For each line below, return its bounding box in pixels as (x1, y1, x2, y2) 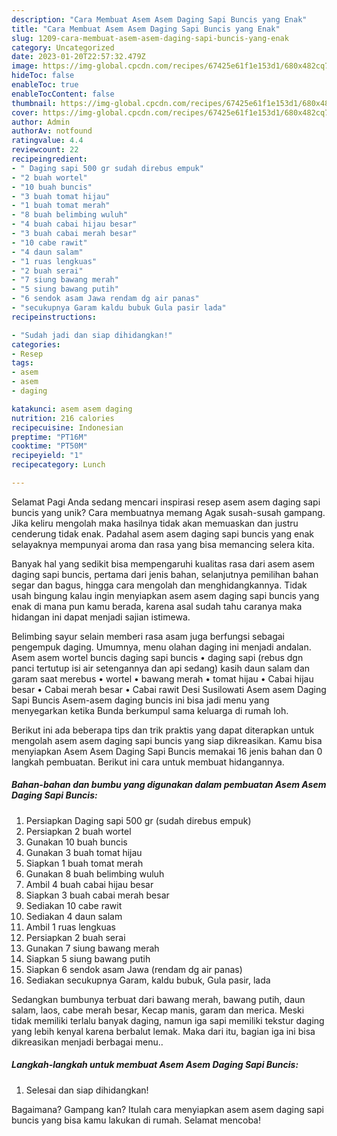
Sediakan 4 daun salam (25, 910, 123, 922)
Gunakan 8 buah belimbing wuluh (25, 867, 165, 880)
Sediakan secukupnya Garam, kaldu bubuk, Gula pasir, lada (25, 974, 271, 986)
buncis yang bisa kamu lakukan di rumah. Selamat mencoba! (11, 1114, 261, 1126)
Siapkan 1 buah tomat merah (25, 857, 144, 869)
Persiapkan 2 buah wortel (25, 825, 132, 837)
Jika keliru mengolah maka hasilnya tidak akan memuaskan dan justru (11, 517, 299, 529)
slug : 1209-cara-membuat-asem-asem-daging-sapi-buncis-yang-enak (11, 33, 289, 43)
